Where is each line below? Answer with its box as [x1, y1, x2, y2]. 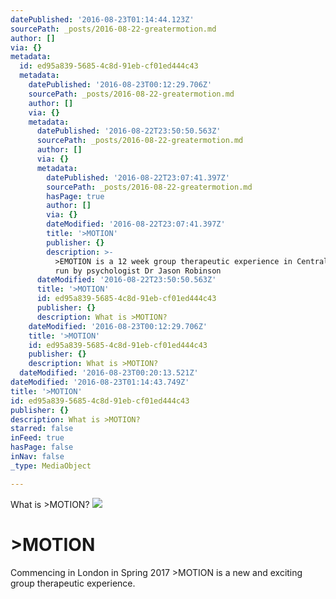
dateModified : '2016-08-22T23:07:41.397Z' [46, 219, 226, 230]
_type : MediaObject [10, 461, 92, 471]
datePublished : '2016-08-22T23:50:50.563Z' [36, 126, 222, 136]
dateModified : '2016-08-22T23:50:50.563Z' [36, 275, 217, 285]
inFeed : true [10, 433, 65, 443]
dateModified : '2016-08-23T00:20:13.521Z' [19, 368, 199, 378]
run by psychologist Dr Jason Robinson [54, 266, 222, 276]
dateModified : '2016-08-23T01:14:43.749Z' [10, 377, 190, 387]
